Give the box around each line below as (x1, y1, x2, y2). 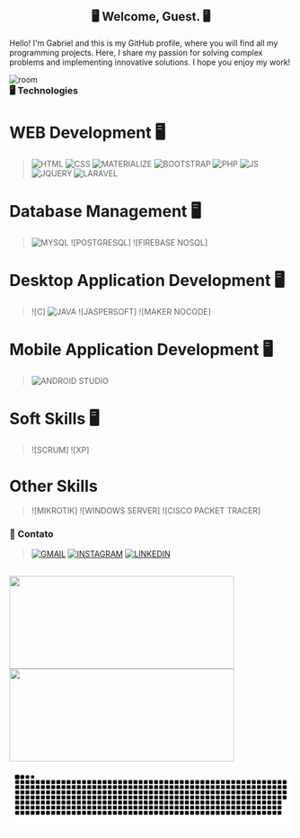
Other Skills (9, 476, 99, 496)
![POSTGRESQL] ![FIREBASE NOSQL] (70, 236, 208, 247)
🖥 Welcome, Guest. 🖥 (91, 9, 211, 24)
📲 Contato (9, 528, 54, 540)
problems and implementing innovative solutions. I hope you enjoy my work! (9, 57, 291, 67)
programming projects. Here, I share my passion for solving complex (9, 47, 263, 58)
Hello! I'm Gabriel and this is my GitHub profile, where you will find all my (9, 37, 278, 49)
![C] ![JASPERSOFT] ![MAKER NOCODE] (31, 306, 211, 316)
